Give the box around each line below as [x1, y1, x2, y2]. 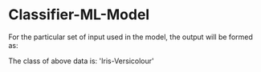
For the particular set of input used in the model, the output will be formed [8, 32, 253, 42]
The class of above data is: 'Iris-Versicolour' [8, 56, 154, 66]
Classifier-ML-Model [8, 6, 150, 24]
